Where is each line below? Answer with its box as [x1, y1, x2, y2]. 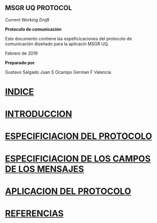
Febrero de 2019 [5, 50, 38, 56]
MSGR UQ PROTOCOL [5, 4, 72, 12]
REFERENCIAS [5, 208, 64, 219]
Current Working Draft [5, 17, 49, 22]
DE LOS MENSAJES [5, 163, 84, 174]
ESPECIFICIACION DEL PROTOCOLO [5, 131, 152, 142]
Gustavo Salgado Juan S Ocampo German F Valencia [5, 69, 111, 75]
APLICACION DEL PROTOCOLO [5, 186, 131, 197]
